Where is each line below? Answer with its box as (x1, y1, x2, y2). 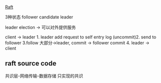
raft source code (5, 59, 57, 67)
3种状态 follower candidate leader (5, 14, 73, 20)
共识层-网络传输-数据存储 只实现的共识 (5, 73, 83, 79)
